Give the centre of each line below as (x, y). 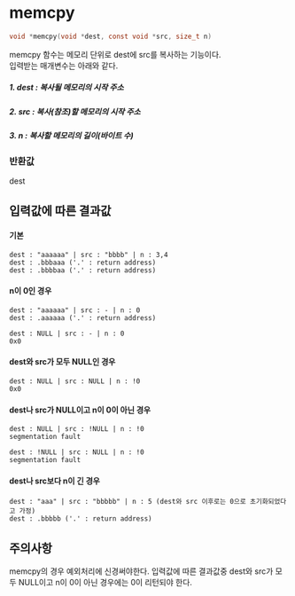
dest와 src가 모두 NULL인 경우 (62, 362)
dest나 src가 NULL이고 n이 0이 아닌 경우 (80, 410)
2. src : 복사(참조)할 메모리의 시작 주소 (75, 111)
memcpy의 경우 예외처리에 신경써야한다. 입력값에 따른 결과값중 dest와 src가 (141, 571)
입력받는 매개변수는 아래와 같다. (64, 66)
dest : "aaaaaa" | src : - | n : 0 (75, 310)
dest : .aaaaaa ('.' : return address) (83, 318)
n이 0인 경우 (31, 291)
